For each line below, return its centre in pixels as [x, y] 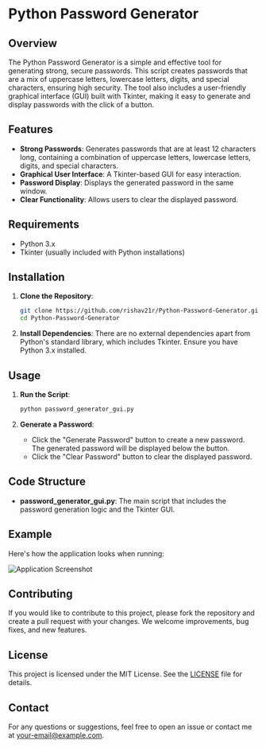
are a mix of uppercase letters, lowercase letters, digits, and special [119, 79]
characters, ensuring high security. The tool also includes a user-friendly [127, 88]
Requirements [44, 225]
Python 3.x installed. [53, 350]
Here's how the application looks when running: [86, 553]
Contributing [40, 594]
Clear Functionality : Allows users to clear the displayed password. [129, 199]
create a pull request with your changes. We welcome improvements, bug [129, 621]
